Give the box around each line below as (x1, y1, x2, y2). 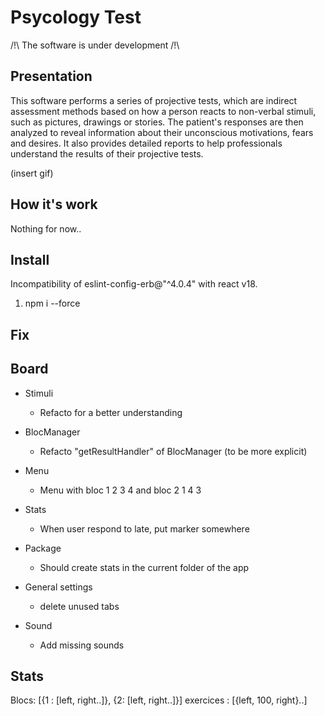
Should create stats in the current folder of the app (39, 561, 250, 573)
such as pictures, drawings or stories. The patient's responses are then (10, 116, 304, 128)
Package (24, 542, 62, 554)
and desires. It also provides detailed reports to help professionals (10, 137, 283, 149)
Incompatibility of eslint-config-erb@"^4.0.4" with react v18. (10, 278, 258, 290)
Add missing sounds (39, 639, 125, 651)
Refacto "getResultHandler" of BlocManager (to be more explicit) (39, 445, 308, 457)
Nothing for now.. (10, 222, 82, 235)
